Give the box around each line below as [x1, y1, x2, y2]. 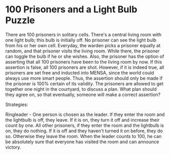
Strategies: [5, 101, 28, 107]
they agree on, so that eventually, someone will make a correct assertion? [5, 91, 161, 98]
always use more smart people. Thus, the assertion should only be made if [5, 75, 163, 81]
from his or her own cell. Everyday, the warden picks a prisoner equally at [5, 42, 161, 48]
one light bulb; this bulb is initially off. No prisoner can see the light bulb [5, 37, 157, 43]
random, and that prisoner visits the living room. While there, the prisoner [5, 48, 160, 54]
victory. [5, 144, 22, 150]
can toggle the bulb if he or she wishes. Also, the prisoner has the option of [5, 53, 164, 60]
